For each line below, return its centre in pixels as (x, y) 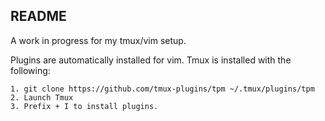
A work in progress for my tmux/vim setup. (98, 40)
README (38, 16)
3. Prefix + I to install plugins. (84, 106)
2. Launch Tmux (42, 97)
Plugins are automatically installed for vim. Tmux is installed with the (151, 60)
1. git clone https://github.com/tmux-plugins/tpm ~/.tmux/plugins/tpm (162, 89)
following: (30, 70)
